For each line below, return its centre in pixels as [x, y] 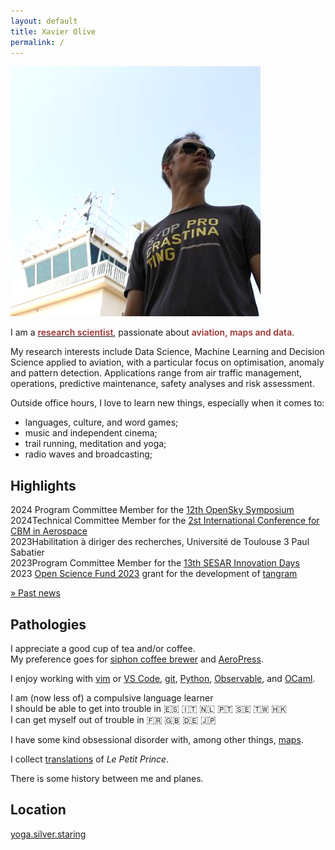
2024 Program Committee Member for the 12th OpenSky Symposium [152, 510]
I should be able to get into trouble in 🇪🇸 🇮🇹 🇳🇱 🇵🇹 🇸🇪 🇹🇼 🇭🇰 [149, 708]
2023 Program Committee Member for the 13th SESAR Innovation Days [155, 563]
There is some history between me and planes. [107, 778]
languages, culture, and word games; [101, 422]
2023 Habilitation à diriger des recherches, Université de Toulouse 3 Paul [160, 542]
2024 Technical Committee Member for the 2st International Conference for [165, 521]
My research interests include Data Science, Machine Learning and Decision [167, 352]
